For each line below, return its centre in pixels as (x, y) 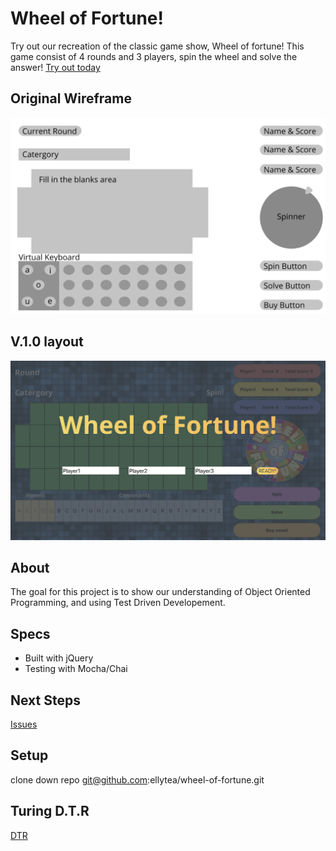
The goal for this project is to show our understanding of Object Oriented (160, 592)
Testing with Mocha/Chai (76, 669)
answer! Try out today (55, 67)
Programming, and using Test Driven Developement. (118, 603)
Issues (24, 724)
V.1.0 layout (47, 342)
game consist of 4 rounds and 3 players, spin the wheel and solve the (154, 56)
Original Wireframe (71, 98)
